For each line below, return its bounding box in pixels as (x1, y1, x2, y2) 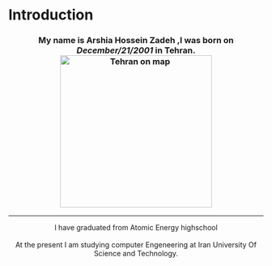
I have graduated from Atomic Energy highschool (53, 223, 219, 233)
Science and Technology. (93, 249, 179, 259)
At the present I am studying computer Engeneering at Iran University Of (15, 240, 257, 250)
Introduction (8, 6, 94, 24)
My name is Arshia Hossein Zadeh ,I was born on (38, 35, 234, 46)
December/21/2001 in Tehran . (76, 45, 196, 56)
